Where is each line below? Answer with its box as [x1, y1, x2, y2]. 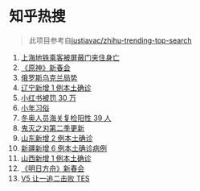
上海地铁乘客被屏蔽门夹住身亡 [20, 52, 120, 62]
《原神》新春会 [20, 62, 71, 73]
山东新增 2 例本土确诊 [20, 133, 93, 143]
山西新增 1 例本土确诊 [20, 153, 92, 163]
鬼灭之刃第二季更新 [20, 122, 85, 133]
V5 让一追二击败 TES [20, 173, 91, 183]
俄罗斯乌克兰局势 [20, 73, 78, 82]
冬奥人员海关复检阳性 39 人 [20, 113, 112, 122]
